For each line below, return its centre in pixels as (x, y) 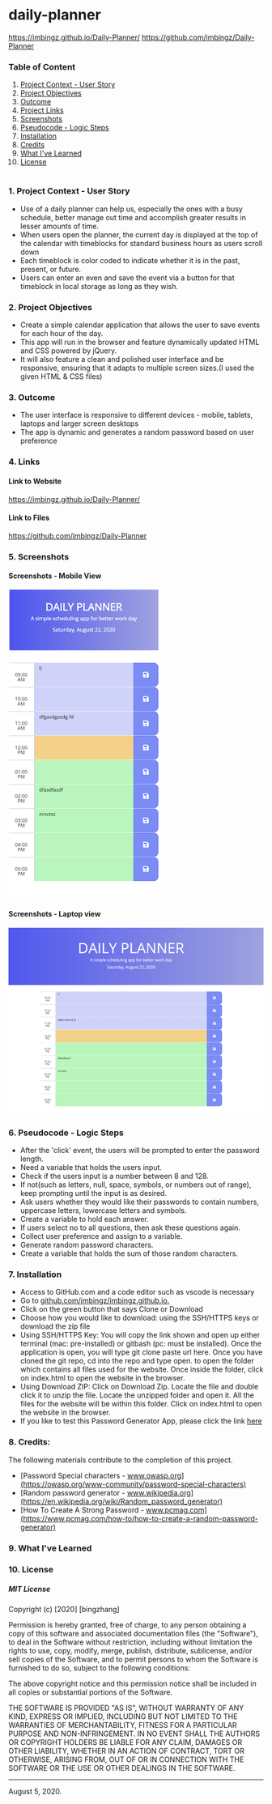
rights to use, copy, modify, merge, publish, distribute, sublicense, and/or (130, 1651)
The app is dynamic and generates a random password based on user (137, 432)
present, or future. (51, 269)
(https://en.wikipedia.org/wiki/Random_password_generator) (121, 1501)
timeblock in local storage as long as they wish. (99, 286)
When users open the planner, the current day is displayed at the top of (139, 234)
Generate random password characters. (87, 1245)
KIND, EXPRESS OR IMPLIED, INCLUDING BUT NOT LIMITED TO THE (123, 1717)
